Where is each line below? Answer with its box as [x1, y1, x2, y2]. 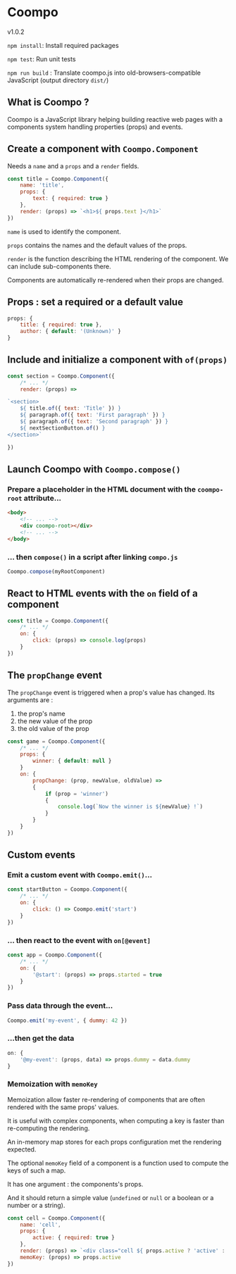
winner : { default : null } [32, 758, 112, 765]
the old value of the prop [17, 724, 89, 732]
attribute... [23, 493, 62, 503]
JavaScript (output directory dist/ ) [7, 75, 109, 85]
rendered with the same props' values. [7, 1103, 120, 1111]
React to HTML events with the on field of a [7, 587, 199, 599]
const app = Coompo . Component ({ [7, 951, 102, 958]
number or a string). [7, 1201, 66, 1209]
